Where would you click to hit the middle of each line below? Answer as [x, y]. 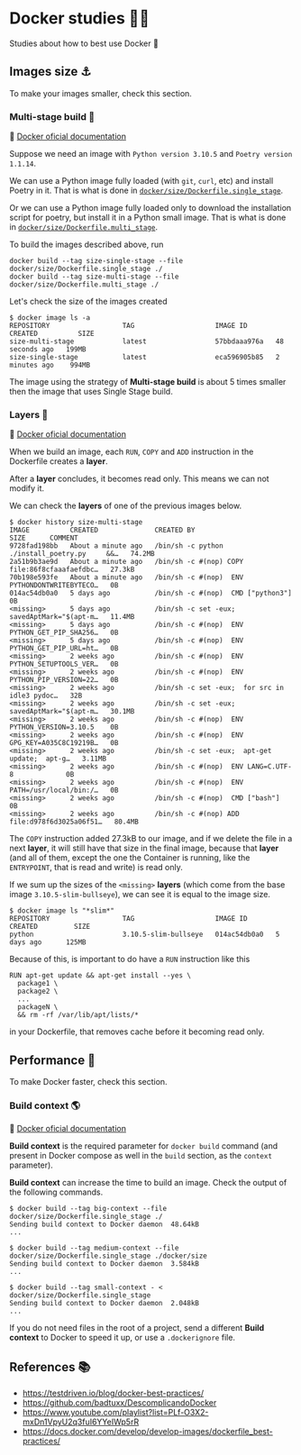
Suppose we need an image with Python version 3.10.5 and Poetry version [151, 154]
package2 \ [38, 991]
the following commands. [56, 1192]
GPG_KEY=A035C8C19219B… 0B [64, 743]
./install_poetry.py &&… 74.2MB [82, 554]
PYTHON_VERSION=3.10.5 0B [64, 727]
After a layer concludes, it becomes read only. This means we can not [139, 479]
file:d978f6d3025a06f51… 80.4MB [74, 822]
